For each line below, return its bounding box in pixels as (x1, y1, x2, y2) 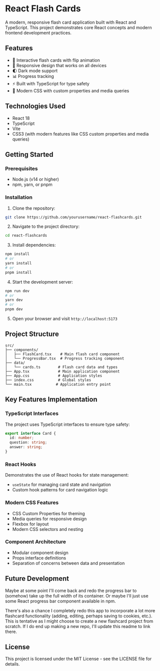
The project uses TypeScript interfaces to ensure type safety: (5, 421, 130, 427)
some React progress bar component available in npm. (5, 598, 116, 604)
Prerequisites (5, 165, 38, 172)
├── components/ (5, 347, 38, 352)
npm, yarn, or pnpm (12, 182, 53, 187)
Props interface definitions (12, 555, 66, 560)
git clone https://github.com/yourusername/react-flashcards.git (5, 215, 142, 220)
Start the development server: (12, 279, 73, 285)
